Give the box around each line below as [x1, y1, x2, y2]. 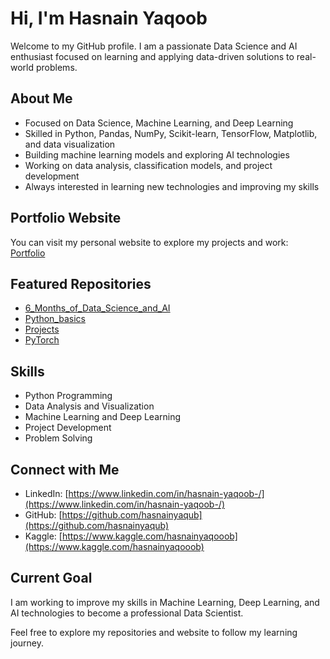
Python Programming [24, 390, 113, 402]
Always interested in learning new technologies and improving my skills [24, 180, 320, 192]
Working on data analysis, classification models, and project [24, 159, 273, 171]
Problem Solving [24, 432, 93, 444]
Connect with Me [10, 461, 120, 478]
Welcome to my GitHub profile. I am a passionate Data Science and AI [10, 40, 298, 52]
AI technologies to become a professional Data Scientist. [10, 607, 244, 619]
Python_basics [24, 313, 86, 325]
